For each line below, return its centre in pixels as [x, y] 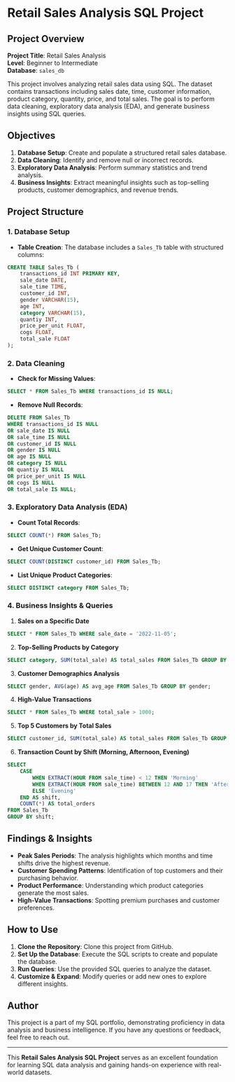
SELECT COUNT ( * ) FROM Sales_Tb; [54, 535]
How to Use [33, 930]
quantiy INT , [39, 319]
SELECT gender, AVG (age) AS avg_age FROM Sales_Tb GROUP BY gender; [109, 686]
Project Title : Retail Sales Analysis [57, 55]
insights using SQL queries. [47, 114]
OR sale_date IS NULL [39, 431]
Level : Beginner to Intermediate [53, 63]
